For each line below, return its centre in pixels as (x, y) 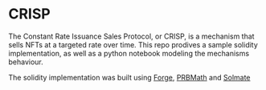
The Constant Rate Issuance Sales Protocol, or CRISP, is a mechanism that (131, 36)
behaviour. (26, 62)
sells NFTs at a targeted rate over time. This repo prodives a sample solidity (133, 44)
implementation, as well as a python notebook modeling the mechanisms (129, 53)
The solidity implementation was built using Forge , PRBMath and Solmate (129, 77)
